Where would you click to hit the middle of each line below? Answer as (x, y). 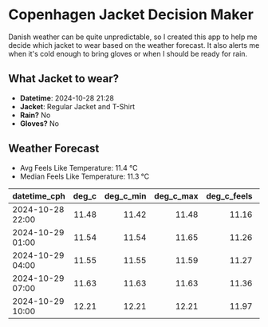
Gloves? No (39, 123)
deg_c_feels (229, 195)
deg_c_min (125, 195)
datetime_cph (39, 195)
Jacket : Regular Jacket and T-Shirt (77, 106)
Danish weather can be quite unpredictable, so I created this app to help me (133, 37)
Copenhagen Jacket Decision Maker (131, 15)
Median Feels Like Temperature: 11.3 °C (85, 176)
